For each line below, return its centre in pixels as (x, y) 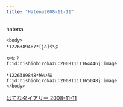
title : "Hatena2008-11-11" (40, 12)
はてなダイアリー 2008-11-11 (42, 98)
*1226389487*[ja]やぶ (33, 47)
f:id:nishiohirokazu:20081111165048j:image (62, 80)
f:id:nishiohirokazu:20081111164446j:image (62, 63)
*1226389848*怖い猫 (29, 75)
